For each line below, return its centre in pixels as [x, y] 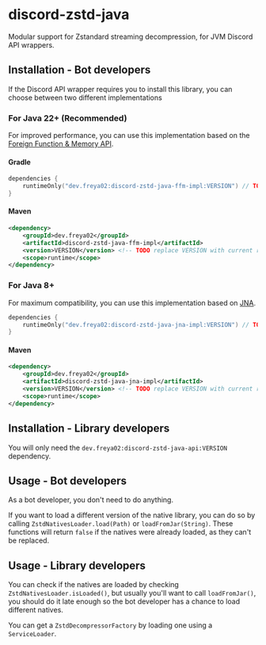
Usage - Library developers [77, 565]
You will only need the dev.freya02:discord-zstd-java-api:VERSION [118, 447]
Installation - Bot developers [80, 70]
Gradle [20, 162]
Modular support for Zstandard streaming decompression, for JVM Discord [131, 36]
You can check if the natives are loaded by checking [94, 585]
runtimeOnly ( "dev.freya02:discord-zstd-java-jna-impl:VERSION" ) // [136, 324]
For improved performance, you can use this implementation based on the [129, 136]
